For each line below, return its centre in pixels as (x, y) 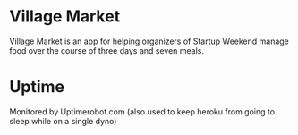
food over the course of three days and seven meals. (106, 50)
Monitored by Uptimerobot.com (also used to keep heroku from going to (142, 111)
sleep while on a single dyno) (63, 121)
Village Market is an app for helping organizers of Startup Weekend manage (149, 41)
